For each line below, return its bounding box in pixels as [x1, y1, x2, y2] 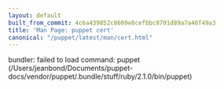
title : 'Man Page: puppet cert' [8, 26, 114, 34]
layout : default [8, 11, 61, 20]
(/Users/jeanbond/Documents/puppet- [8, 64, 134, 73]
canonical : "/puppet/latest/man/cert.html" [8, 33, 153, 42]
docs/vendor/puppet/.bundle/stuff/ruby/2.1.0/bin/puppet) [8, 72, 193, 81]
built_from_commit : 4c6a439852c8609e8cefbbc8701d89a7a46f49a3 [8, 19, 216, 27]
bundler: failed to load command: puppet [8, 55, 141, 65]
